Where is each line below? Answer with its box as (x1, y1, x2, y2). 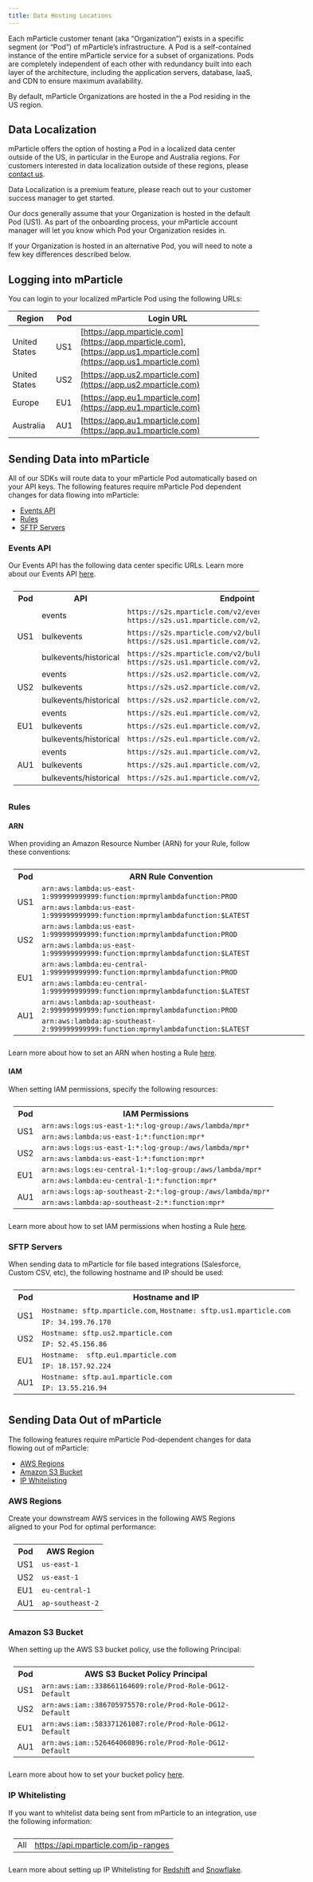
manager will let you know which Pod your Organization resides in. (8, 226, 227, 235)
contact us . (8, 169, 45, 179)
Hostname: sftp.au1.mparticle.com (41, 1372, 173, 1381)
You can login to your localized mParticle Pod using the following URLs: (8, 294, 243, 304)
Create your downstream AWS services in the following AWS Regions (8, 1514, 236, 1523)
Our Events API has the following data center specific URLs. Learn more (8, 561, 245, 570)
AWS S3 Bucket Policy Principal (84, 1668, 208, 1679)
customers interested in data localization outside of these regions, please (8, 161, 249, 171)
